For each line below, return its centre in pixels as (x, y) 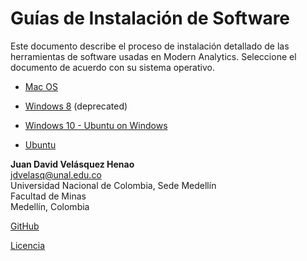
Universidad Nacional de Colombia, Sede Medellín (113, 185)
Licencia (27, 245)
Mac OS (41, 86)
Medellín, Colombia (50, 206)
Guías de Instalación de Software (150, 18)
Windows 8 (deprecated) (76, 106)
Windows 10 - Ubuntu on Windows (96, 125)
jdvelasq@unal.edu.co (56, 174)
